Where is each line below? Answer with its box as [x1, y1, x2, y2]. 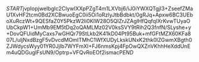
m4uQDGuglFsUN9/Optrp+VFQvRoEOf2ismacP [6, 49, 123, 56]
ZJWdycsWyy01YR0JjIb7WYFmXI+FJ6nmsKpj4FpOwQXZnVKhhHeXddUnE [6, 43, 191, 50]
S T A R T [6, 5, 23, 12]
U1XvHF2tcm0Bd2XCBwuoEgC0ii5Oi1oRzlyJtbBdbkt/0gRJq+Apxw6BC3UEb [6, 11, 194, 18]
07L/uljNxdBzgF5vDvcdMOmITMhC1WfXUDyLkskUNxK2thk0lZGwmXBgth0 [6, 37, 192, 43]
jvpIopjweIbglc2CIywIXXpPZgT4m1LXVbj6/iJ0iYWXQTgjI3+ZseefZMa [23, 5, 194, 12]
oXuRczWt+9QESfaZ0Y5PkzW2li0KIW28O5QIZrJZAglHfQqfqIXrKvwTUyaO [6, 18, 191, 24]
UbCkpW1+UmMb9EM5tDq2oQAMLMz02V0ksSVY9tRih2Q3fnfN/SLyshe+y [6, 24, 192, 31]
